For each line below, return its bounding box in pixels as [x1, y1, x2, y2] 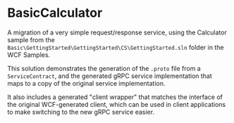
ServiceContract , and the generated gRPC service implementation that [7, 72, 213, 80]
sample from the [7, 35, 55, 44]
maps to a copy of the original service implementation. [7, 79, 166, 87]
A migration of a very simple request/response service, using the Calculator [7, 28, 227, 37]
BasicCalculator [7, 5, 103, 21]
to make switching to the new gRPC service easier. [7, 108, 155, 116]
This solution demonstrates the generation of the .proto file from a [7, 64, 201, 72]
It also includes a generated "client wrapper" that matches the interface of [7, 93, 223, 101]
